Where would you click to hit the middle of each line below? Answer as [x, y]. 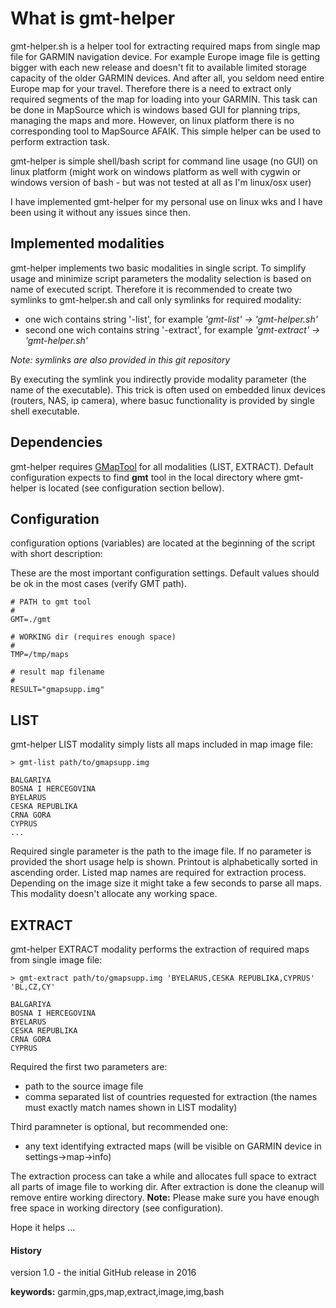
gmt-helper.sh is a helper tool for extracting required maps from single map [165, 46]
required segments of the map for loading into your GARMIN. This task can [164, 99]
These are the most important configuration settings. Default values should [165, 573]
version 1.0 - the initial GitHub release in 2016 [103, 1273]
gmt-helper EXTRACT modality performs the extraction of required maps [160, 949]
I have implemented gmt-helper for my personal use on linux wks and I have [166, 201]
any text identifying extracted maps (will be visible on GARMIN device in [173, 1146]
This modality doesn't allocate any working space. [114, 894]
